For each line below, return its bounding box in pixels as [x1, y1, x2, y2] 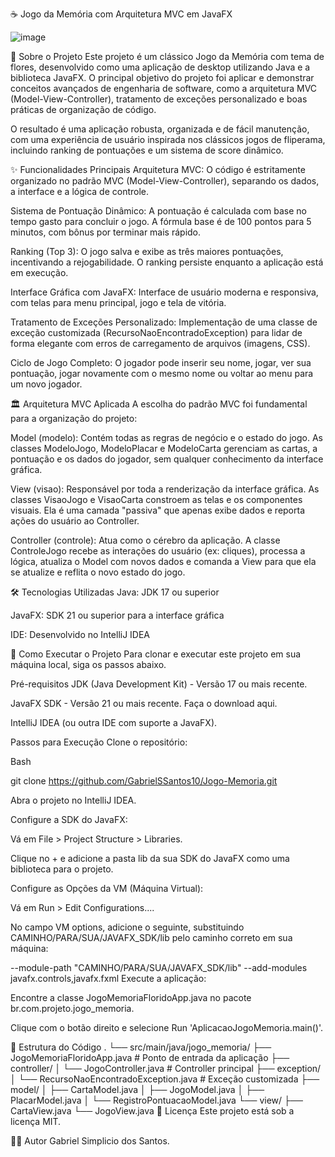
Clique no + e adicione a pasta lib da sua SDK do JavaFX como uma [10, 853, 290, 864]
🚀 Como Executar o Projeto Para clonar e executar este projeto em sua [10, 648, 302, 660]
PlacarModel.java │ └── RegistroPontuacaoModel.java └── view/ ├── [10, 1094, 303, 1106]
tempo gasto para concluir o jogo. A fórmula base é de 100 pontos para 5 [10, 216, 312, 227]
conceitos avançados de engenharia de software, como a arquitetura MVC [10, 83, 318, 94]
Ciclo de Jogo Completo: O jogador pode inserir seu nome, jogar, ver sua [10, 357, 312, 368]
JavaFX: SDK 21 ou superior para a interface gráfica [10, 609, 225, 621]
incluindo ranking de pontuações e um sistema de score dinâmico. [10, 144, 284, 156]
